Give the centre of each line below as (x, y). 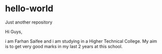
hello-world (29, 9)
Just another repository (29, 22)
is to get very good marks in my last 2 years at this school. (64, 46)
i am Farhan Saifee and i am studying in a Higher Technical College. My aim (81, 41)
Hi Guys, (14, 31)
